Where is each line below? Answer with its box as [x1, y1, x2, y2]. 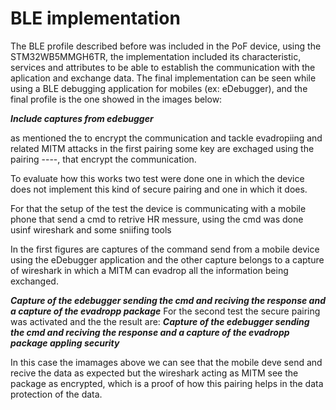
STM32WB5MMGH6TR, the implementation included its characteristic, [10, 50, 302, 62]
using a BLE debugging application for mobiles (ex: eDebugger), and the [10, 82, 308, 94]
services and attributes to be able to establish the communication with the [10, 61, 316, 73]
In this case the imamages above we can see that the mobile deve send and [10, 356, 323, 368]
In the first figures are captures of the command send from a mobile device [10, 243, 320, 255]
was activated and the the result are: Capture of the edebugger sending [10, 315, 310, 327]
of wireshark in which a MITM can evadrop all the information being [10, 264, 289, 276]
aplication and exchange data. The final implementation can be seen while [10, 72, 317, 84]
